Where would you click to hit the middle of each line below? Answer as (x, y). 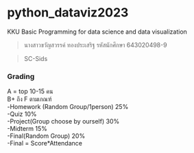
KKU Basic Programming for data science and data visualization (97, 32)
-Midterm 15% (27, 129)
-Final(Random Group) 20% (46, 136)
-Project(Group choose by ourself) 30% (63, 121)
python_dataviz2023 (68, 13)
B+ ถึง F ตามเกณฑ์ (29, 99)
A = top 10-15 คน (30, 91)
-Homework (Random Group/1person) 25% (68, 107)
